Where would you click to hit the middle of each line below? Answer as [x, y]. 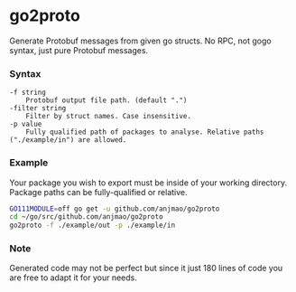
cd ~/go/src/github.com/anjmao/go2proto [87, 217]
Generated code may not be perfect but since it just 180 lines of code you [146, 268]
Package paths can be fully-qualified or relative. [98, 192]
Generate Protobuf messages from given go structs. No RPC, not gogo [141, 41]
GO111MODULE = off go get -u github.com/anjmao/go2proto [115, 209]
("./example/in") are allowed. [68, 140]
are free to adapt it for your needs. [73, 278]
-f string [28, 93]
